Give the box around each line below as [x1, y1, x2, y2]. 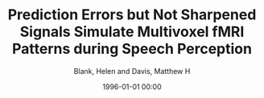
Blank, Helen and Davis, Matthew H [73, 66, 191, 76]
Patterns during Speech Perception [11, 40, 253, 58]
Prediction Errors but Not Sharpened [7, 6, 257, 24]
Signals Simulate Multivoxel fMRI [19, 22, 245, 41]
